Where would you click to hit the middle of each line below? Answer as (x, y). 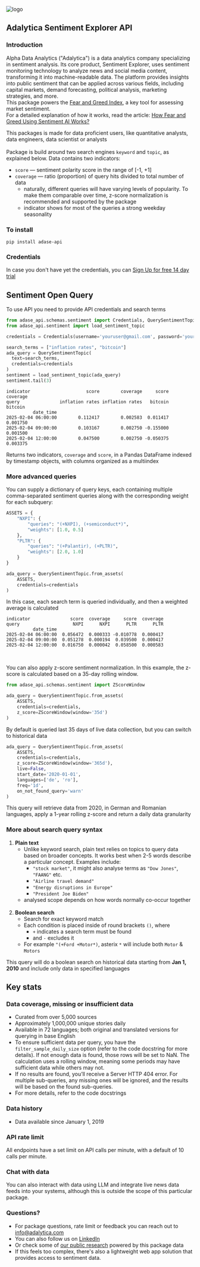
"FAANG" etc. (47, 874)
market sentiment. (28, 109)
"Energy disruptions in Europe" (73, 888)
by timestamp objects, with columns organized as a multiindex (82, 461)
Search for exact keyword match (64, 919)
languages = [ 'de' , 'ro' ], (48, 780)
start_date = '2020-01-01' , (49, 775)
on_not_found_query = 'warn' (50, 791)
